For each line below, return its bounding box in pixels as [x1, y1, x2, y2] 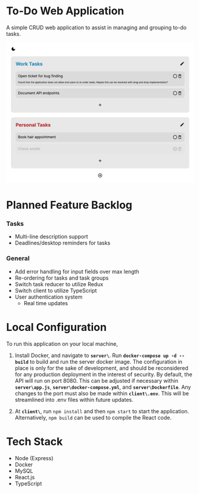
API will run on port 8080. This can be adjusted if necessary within [14, 377, 179, 384]
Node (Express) [14, 454, 54, 461]
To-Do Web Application [6, 4, 125, 18]
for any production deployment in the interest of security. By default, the [14, 371, 192, 378]
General [6, 255, 30, 263]
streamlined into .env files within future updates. [14, 396, 133, 403]
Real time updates [23, 299, 69, 306]
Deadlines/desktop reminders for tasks [14, 240, 111, 247]
